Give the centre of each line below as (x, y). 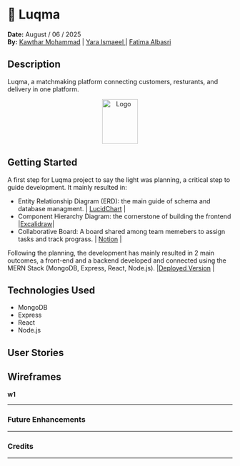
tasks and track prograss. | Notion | (70, 239)
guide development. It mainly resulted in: (67, 187)
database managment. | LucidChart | (72, 208)
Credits (20, 446)
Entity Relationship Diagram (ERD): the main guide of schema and (114, 201)
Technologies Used (51, 290)
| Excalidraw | (36, 223)
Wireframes (35, 377)
